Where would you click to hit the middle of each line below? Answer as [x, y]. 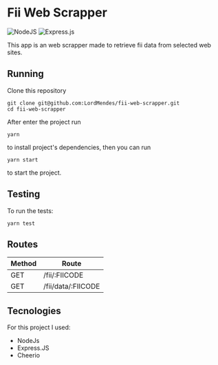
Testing [24, 194]
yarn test [21, 223]
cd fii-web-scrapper [37, 109]
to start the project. [34, 173]
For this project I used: [39, 327]
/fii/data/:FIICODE [72, 287]
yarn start [23, 159]
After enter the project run [44, 122]
